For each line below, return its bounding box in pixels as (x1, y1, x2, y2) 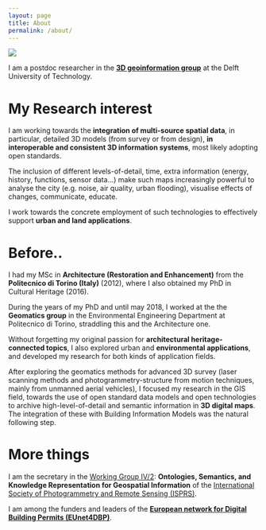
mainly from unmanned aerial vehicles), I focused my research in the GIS (8, 384, 246, 394)
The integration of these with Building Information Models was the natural (8, 409, 249, 419)
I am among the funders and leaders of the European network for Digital (8, 505, 248, 514)
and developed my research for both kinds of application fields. (8, 352, 216, 361)
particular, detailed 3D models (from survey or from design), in (8, 134, 214, 144)
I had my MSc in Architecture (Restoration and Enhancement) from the (8, 270, 244, 279)
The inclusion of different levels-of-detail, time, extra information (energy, (8, 166, 249, 176)
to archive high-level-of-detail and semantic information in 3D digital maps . (8, 401, 256, 411)
